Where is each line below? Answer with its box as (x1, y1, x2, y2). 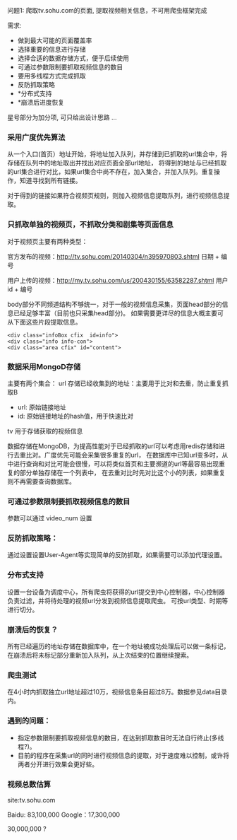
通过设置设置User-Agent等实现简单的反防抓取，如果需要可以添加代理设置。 (7, 551, 226, 559)
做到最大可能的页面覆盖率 (17, 36, 92, 45)
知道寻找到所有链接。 (19, 176, 82, 185)
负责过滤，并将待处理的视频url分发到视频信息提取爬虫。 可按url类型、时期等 (7, 596, 229, 605)
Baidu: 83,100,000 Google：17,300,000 (7, 810, 121, 819)
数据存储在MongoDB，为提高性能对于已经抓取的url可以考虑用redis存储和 (7, 441, 219, 450)
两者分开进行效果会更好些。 (17, 759, 99, 769)
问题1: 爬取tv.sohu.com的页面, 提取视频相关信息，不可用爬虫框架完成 (7, 6, 207, 14)
